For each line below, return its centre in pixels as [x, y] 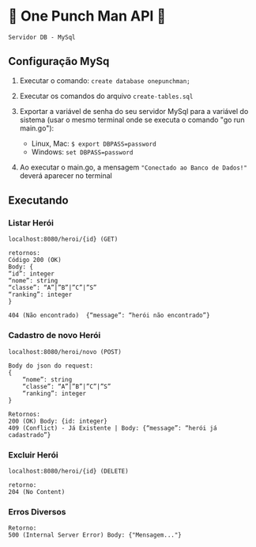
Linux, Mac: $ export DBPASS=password [94, 143]
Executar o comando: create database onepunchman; [105, 80]
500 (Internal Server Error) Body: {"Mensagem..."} [95, 535]
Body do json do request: [51, 366]
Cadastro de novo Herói [55, 336]
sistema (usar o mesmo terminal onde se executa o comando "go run [132, 120]
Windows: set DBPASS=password [82, 152]
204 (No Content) [37, 492]
